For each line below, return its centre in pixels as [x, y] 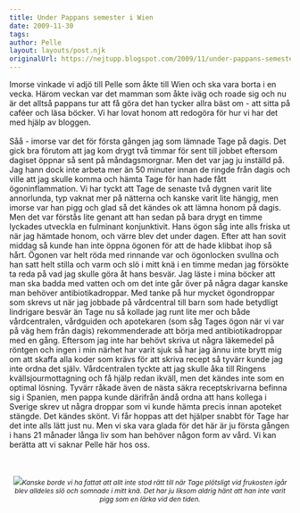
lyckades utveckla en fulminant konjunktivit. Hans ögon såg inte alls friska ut [150, 227]
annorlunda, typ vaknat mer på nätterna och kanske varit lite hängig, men [144, 198]
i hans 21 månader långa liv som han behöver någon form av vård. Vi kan [143, 435]
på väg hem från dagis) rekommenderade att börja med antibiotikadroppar [146, 331]
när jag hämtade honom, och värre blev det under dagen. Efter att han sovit [148, 236]
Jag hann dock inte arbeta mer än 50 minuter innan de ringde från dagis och [150, 170]
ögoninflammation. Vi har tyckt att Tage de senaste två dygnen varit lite [141, 189]
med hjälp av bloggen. [50, 122]
